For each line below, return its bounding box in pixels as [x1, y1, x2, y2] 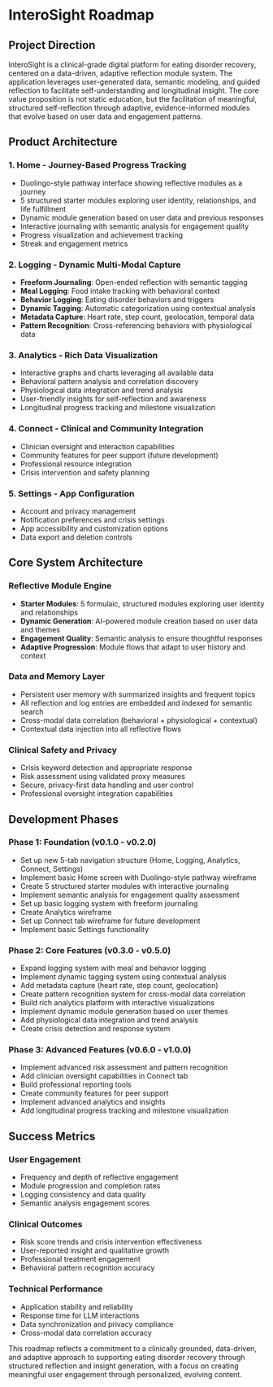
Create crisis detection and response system [19, 1024, 171, 1034]
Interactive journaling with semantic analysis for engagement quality [19, 221, 249, 231]
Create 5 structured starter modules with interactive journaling [19, 881, 229, 890]
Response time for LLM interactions [19, 1310, 140, 1320]
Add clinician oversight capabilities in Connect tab [19, 1071, 188, 1081]
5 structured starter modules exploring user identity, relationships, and [19, 195, 257, 205]
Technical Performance [8, 1284, 103, 1295]
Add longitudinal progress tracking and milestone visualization [19, 1105, 229, 1116]
